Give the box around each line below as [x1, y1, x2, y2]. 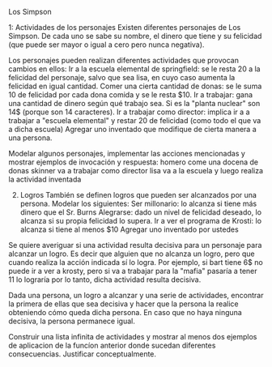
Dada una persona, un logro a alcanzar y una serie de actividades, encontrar [8, 291, 264, 300]
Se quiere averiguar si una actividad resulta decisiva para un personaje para [8, 241, 262, 250]
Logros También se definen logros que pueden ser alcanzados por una [19, 190, 257, 199]
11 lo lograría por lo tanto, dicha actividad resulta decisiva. [8, 275, 202, 284]
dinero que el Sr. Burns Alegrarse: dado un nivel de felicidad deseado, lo [19, 207, 261, 217]
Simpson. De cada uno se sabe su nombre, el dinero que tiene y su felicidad [8, 32, 262, 41]
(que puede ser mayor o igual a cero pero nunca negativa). [8, 40, 205, 49]
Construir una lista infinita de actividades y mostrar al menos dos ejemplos [8, 332, 257, 341]
